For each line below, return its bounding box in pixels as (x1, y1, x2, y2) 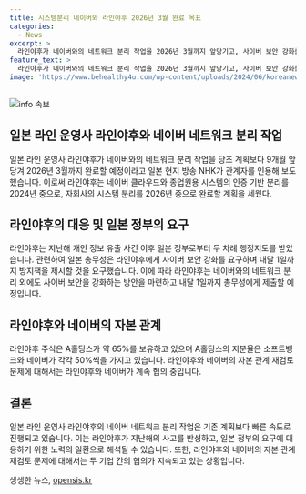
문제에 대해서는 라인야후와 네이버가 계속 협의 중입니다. (9, 366, 202, 378)
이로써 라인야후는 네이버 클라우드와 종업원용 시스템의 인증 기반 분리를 (43, 176, 290, 187)
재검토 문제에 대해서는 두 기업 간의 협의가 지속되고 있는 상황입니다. (9, 456, 245, 466)
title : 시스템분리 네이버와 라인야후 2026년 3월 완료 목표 (9, 13, 202, 23)
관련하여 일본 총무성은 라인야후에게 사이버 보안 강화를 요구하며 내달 (36, 254, 275, 265)
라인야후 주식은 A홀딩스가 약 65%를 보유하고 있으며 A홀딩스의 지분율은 (9, 343, 262, 355)
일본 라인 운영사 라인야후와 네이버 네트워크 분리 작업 (9, 128, 283, 144)
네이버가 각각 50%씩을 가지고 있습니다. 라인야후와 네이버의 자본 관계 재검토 (25, 355, 294, 366)
